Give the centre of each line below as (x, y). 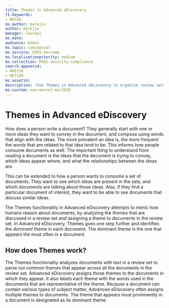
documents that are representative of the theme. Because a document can (82, 284)
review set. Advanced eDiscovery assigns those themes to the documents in (84, 273)
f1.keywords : (19, 15)
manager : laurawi (23, 33)
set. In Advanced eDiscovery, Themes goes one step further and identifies (82, 224)
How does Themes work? (46, 250)
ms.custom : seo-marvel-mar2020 (38, 90)
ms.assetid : (18, 80)
